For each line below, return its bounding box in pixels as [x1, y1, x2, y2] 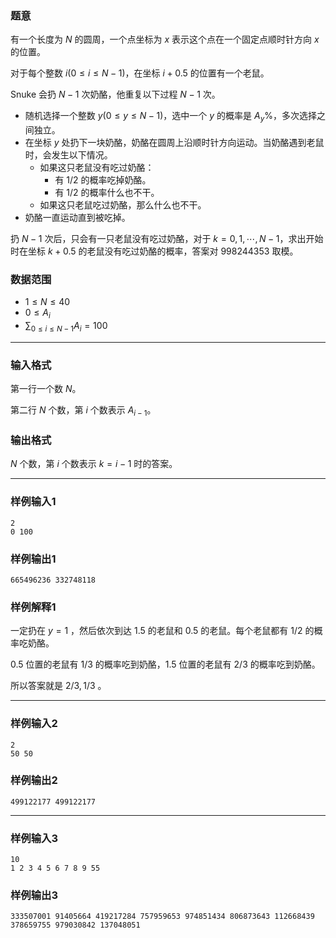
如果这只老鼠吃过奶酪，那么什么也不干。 [39, 199, 207, 211]
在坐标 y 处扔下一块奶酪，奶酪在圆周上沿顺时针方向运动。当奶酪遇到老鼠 [24, 137, 325, 149]
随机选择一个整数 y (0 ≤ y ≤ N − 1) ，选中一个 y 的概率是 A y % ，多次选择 [24, 110, 317, 124]
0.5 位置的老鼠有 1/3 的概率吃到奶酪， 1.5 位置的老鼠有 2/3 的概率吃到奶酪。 [10, 658, 321, 671]
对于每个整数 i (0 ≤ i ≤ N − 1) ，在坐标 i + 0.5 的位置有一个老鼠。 [10, 67, 270, 79]
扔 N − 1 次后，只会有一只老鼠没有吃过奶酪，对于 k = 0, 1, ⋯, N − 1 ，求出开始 [10, 233, 324, 245]
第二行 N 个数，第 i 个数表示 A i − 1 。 [10, 404, 157, 419]
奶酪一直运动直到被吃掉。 [24, 212, 131, 224]
